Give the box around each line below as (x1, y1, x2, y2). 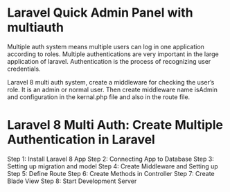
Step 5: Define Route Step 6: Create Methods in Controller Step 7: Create (7, 169, 215, 177)
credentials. (7, 64, 41, 73)
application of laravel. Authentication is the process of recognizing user (7, 57, 211, 65)
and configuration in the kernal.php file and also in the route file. (7, 92, 191, 101)
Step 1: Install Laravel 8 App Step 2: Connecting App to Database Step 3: (7, 155, 215, 163)
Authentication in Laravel (7, 132, 156, 148)
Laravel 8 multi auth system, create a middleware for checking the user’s (7, 78, 215, 86)
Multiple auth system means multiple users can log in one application (7, 42, 204, 51)
